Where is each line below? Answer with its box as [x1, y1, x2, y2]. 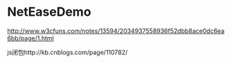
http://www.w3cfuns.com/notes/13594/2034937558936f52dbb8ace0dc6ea [7, 27, 225, 35]
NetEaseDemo [7, 4, 91, 20]
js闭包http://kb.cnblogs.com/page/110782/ [7, 48, 128, 56]
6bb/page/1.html [7, 34, 54, 42]
